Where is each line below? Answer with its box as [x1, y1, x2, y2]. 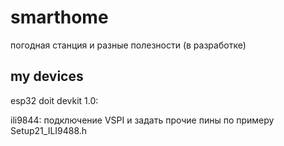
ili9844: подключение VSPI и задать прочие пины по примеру [10, 114, 275, 126]
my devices [10, 68, 84, 85]
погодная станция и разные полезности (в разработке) [10, 39, 247, 51]
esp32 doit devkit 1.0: [10, 94, 99, 106]
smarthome [10, 6, 109, 29]
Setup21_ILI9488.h [10, 124, 88, 136]
